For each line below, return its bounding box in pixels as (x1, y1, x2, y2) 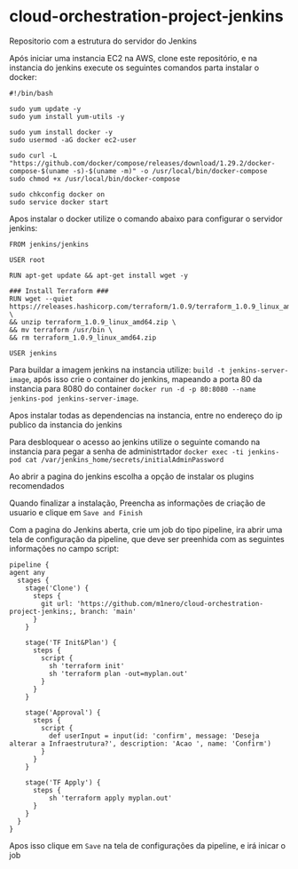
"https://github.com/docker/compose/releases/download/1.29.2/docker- (9, 158, 276, 168)
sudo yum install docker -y (9, 127, 114, 137)
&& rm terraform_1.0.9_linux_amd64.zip (9, 333, 157, 342)
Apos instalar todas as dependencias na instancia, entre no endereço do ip (9, 410, 283, 420)
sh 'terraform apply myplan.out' (48, 793, 173, 802)
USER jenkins (9, 348, 58, 357)
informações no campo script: (9, 543, 120, 554)
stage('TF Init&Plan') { (25, 638, 117, 647)
